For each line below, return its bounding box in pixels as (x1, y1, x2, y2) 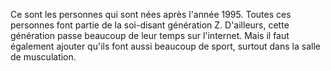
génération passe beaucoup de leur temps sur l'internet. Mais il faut (10, 30, 290, 41)
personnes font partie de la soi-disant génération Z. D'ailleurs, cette (10, 19, 290, 31)
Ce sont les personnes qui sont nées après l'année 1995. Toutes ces (10, 9, 292, 20)
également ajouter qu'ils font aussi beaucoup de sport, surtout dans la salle (10, 40, 321, 52)
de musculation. (10, 51, 77, 63)
